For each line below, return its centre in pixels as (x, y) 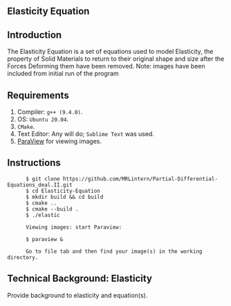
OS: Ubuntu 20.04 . (43, 119)
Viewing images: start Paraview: (74, 227)
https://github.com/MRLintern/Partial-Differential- (140, 179)
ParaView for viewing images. (59, 142)
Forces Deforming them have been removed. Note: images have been (106, 66)
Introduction (35, 35)
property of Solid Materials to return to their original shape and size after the (116, 59)
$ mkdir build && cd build (64, 197)
